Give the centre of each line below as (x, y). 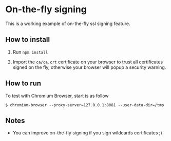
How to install (28, 40)
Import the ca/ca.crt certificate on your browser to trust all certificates (88, 62)
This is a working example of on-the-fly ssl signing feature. (68, 24)
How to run (23, 84)
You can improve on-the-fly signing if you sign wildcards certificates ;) (88, 133)
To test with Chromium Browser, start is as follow (57, 96)
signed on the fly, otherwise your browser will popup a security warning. (89, 67)
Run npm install (30, 52)
